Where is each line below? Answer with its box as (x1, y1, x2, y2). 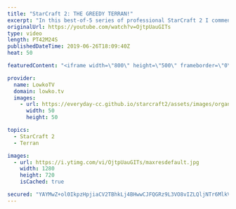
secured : (7, 191, 33, 198)
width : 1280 (20, 166, 55, 173)
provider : (7, 74, 37, 81)
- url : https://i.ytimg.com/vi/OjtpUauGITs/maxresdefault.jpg (13, 159, 199, 166)
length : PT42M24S (7, 36, 58, 43)
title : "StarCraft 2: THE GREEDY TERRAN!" (7, 10, 133, 18)
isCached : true (20, 178, 65, 186)
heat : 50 (7, 50, 33, 57)
